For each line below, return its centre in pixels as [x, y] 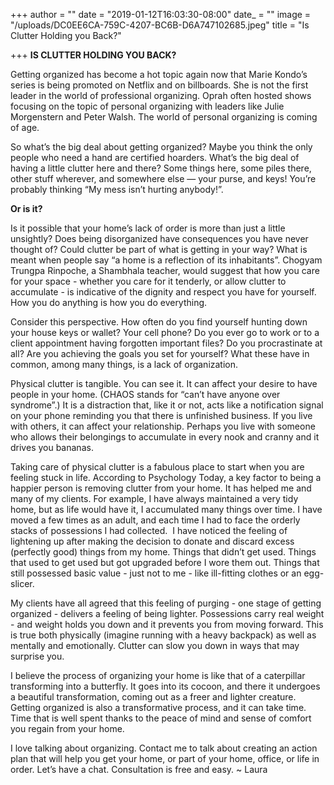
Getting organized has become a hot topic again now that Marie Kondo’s [159, 74]
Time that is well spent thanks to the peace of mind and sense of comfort [161, 718]
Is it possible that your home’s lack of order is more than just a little [148, 228]
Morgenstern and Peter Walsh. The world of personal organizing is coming [164, 117]
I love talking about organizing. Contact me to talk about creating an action [164, 748]
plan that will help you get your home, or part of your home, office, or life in [165, 758]
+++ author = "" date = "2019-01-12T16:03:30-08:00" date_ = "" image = [161, 14]
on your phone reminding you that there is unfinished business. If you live [161, 415]
